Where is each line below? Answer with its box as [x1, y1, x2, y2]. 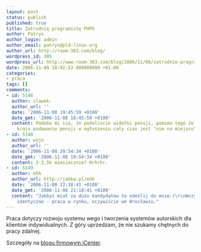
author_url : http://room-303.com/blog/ [6, 48, 106, 54]
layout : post [6, 8, 39, 15]
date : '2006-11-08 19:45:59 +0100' [11, 109, 100, 115]
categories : [6, 70, 36, 76]
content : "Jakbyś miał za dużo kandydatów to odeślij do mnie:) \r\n [11, 193, 186, 199]
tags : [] [6, 82, 28, 88]
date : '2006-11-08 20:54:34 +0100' [11, 148, 100, 154]
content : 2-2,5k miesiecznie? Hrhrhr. [11, 160, 109, 166]
